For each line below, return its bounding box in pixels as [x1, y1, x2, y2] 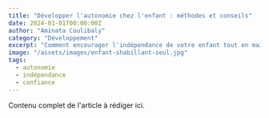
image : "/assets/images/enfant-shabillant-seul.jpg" [8, 49, 188, 57]
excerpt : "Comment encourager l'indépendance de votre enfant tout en [8, 41, 249, 49]
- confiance [15, 78, 56, 86]
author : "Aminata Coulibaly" [8, 26, 106, 34]
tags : [8, 57, 26, 65]
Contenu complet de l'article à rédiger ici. [8, 100, 146, 110]
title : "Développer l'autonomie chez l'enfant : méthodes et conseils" [8, 11, 252, 20]
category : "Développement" [8, 33, 98, 42]
